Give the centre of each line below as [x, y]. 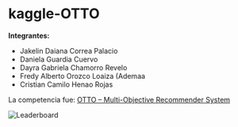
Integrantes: [29, 35]
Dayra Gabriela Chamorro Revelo [73, 67]
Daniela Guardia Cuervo [59, 59]
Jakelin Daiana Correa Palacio [69, 50]
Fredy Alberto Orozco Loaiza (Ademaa [82, 76]
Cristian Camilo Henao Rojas [66, 84]
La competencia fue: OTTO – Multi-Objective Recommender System [119, 99]
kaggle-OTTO [54, 14]
